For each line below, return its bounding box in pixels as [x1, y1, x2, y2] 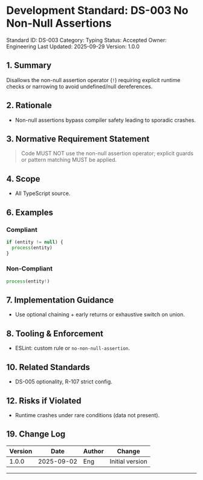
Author [83, 447, 104, 455]
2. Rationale [6, 100, 53, 110]
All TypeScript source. [14, 190, 71, 197]
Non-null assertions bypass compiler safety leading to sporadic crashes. [14, 116, 196, 124]
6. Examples [6, 207, 53, 217]
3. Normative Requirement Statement [6, 133, 150, 144]
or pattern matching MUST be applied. [21, 156, 117, 164]
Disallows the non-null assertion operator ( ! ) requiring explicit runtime [6, 76, 181, 83]
